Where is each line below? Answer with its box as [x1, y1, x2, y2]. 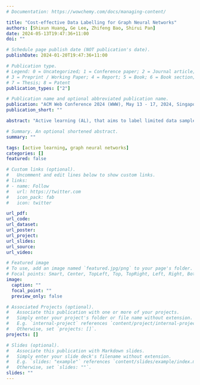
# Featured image [6, 260, 49, 266]
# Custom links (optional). [6, 167, 76, 173]
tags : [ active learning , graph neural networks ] [6, 145, 129, 151]
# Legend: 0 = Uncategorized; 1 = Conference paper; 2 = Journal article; [6, 68, 196, 74]
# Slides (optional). [6, 342, 60, 348]
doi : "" [6, 36, 26, 42]
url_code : [6, 216, 31, 222]
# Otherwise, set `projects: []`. [6, 326, 97, 332]
